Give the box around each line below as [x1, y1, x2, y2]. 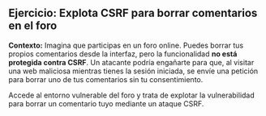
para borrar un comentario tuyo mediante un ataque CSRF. [8, 98, 204, 108]
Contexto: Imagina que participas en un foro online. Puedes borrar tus [8, 40, 244, 50]
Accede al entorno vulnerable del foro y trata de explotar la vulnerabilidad [8, 90, 255, 100]
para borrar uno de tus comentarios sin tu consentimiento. [8, 74, 204, 84]
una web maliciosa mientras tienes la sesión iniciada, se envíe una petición [8, 66, 259, 76]
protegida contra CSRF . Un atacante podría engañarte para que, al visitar [8, 57, 255, 67]
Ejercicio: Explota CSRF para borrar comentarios [8, 6, 258, 20]
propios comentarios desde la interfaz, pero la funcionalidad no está [8, 48, 238, 59]
